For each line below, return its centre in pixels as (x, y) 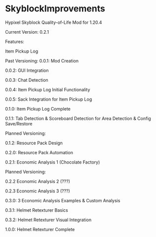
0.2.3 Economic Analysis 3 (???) (38, 191)
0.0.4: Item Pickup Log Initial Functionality (48, 89)
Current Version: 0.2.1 (27, 32)
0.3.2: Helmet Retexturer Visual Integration (48, 220)
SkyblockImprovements (55, 9)
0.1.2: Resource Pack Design (34, 143)
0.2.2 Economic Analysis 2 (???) (38, 181)
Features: (15, 41)
